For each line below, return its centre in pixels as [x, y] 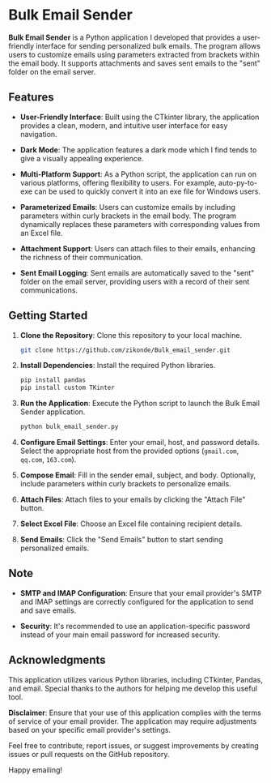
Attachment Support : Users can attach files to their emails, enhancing [138, 248]
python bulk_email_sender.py [69, 427]
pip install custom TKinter [67, 388]
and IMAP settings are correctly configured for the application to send [137, 601]
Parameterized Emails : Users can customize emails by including [128, 207]
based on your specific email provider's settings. [90, 730]
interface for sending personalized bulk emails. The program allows [148, 45]
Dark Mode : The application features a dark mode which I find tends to [138, 150]
